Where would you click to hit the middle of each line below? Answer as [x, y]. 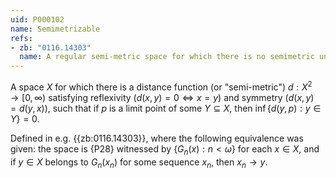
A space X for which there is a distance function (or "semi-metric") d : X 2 [161, 86]
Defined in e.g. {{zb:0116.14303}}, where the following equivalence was [157, 138]
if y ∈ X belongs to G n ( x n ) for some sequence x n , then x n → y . [139, 163]
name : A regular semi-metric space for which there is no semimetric [167, 57]
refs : [21, 38]
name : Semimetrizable [55, 29]
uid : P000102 [37, 19]
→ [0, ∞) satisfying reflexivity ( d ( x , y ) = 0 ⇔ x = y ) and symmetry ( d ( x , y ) [162, 97]
